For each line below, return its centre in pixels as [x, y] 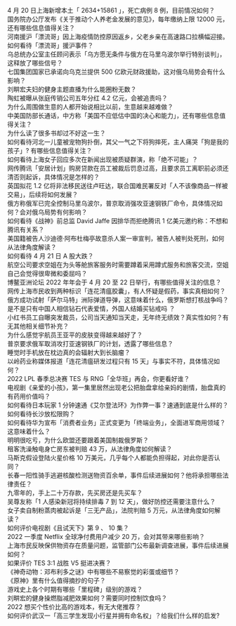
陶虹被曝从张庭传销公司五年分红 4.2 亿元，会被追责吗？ [88, 98]
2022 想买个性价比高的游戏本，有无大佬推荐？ [74, 607]
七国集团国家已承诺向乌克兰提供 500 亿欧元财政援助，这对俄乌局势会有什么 [116, 72]
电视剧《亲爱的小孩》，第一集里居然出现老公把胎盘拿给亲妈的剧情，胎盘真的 [117, 387]
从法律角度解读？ [32, 247]
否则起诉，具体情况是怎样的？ [56, 177]
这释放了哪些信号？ [35, 63]
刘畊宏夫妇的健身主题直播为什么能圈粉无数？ [72, 89]
